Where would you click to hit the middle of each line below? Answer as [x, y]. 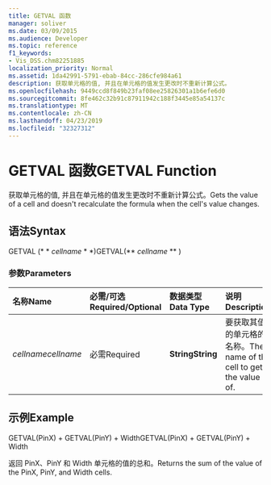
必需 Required [115, 354]
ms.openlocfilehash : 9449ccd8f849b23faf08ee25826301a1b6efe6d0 [117, 91]
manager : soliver [38, 23]
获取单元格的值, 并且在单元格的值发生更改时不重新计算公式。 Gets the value [133, 194]
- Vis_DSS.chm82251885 [46, 61]
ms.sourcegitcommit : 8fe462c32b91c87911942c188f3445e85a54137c [117, 98]
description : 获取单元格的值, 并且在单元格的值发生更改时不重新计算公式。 [120, 83]
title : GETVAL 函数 [40, 16]
